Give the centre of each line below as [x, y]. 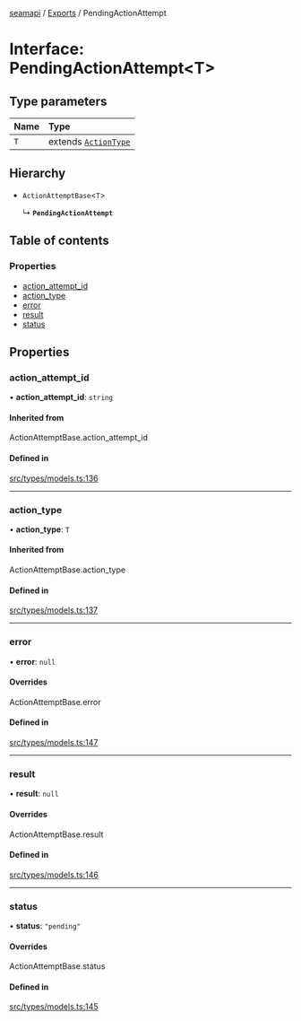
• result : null [34, 794]
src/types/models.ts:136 [54, 478]
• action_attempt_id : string [61, 397]
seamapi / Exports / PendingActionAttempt [88, 13]
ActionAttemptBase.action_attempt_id [79, 438]
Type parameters [58, 101]
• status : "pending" [45, 926]
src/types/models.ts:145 [54, 1007]
